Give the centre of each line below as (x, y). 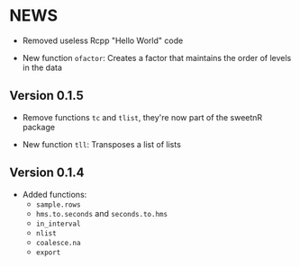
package (39, 127)
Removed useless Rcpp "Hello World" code (103, 40)
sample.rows (58, 204)
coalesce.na (58, 243)
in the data (42, 67)
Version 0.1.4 (47, 173)
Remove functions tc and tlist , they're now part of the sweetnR (142, 117)
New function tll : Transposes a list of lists (102, 144)
